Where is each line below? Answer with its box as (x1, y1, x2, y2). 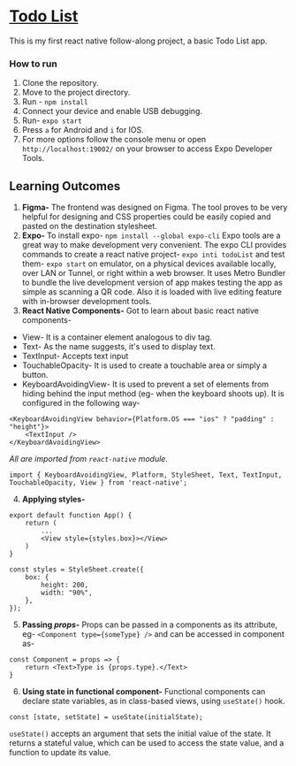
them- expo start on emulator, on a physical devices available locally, (21, 258, 277, 269)
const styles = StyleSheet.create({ (9, 565, 144, 574)
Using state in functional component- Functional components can (21, 686, 266, 697)
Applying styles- (21, 494, 86, 505)
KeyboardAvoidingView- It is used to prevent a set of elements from (21, 379, 269, 390)
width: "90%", (41, 588, 93, 598)
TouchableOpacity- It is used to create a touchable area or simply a (21, 360, 268, 371)
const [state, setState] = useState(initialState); (9, 713, 203, 722)
